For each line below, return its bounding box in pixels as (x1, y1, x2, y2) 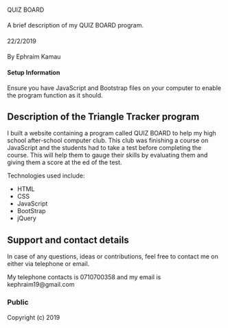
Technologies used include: (7, 172, 85, 180)
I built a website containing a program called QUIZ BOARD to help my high (7, 129, 216, 138)
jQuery (16, 214, 36, 223)
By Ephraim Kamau (7, 52, 61, 61)
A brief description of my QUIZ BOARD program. (7, 21, 144, 30)
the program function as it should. (7, 91, 103, 99)
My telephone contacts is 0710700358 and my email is (7, 273, 161, 281)
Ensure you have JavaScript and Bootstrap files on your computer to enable (7, 83, 222, 92)
